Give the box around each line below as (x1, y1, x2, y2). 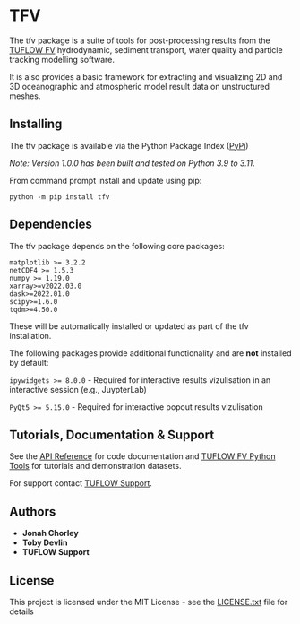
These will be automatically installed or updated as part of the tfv (9, 320, 249, 332)
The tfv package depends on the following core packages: (9, 240, 226, 251)
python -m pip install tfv (9, 192, 110, 202)
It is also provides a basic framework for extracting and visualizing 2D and (9, 71, 283, 82)
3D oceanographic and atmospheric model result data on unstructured (9, 81, 270, 91)
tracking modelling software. (9, 54, 115, 65)
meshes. (9, 91, 41, 101)
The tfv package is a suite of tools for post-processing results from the (9, 35, 270, 46)
